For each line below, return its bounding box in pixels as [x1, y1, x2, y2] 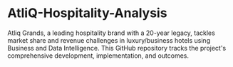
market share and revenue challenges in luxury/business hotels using [7, 36, 211, 44]
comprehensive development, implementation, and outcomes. [7, 51, 190, 60]
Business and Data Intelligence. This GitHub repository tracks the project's [7, 43, 227, 52]
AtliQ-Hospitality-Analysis [7, 5, 167, 21]
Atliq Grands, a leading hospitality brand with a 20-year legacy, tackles [7, 29, 215, 37]
